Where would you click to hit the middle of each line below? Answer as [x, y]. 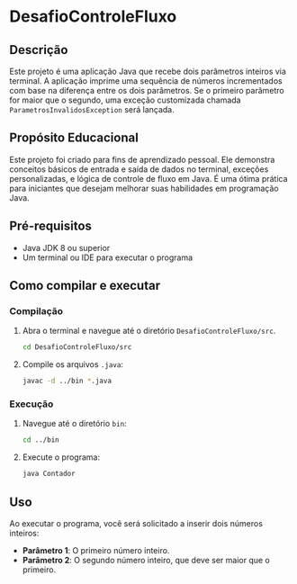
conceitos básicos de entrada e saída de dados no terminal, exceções [139, 169]
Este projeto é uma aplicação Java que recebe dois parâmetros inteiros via [148, 71]
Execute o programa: [61, 457]
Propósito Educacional [74, 138]
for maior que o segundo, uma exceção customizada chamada [125, 100]
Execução [31, 404]
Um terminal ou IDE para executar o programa [108, 257]
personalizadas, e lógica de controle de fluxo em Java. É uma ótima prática [148, 178]
